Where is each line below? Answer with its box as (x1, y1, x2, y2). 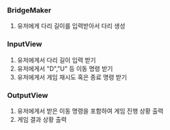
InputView (7, 40, 42, 49)
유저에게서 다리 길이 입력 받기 (16, 55, 96, 64)
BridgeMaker (7, 5, 51, 15)
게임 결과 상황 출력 (16, 115, 67, 123)
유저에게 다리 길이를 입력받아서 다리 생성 (16, 22, 125, 30)
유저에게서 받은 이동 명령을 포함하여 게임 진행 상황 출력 (16, 107, 164, 115)
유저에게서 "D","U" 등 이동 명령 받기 (16, 64, 113, 73)
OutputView (7, 90, 49, 100)
